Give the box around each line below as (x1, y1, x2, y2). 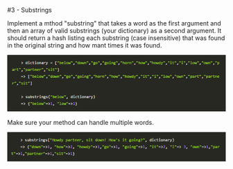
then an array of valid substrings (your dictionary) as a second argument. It (7, 27, 222, 34)
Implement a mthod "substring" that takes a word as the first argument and (7, 19, 222, 27)
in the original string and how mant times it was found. (7, 41, 162, 49)
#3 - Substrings (7, 6, 52, 14)
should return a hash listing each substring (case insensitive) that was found (7, 34, 225, 42)
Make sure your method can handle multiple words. (7, 118, 154, 126)
